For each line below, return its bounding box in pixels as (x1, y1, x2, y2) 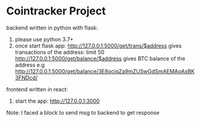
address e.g (14, 61, 45, 69)
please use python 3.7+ (14, 35, 74, 43)
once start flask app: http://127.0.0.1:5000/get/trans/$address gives (14, 42, 182, 49)
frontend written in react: (6, 85, 68, 93)
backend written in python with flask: (6, 24, 98, 31)
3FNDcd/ (14, 74, 38, 81)
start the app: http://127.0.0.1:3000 (14, 97, 100, 105)
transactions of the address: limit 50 (14, 48, 105, 55)
